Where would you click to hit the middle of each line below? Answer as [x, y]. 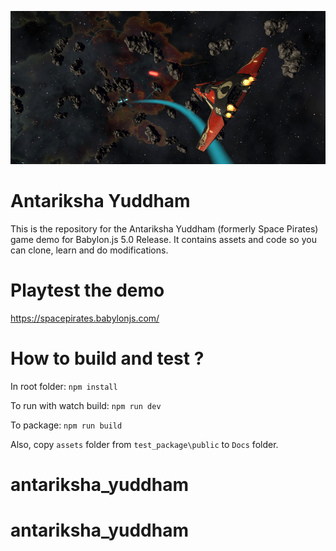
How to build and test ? [107, 358]
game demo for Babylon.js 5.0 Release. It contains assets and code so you [163, 240]
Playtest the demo [87, 290]
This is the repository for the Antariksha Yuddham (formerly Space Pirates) [164, 229]
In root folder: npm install [64, 386]
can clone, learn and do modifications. [89, 250]
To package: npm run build [66, 425]
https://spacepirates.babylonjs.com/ [85, 318]
